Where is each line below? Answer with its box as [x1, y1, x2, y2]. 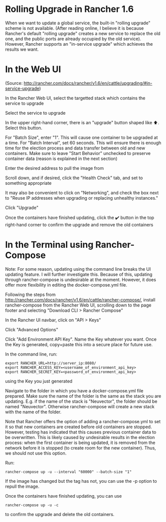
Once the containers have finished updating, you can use [5, 493, 122, 499]
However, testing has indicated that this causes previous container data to [5, 429, 157, 435]
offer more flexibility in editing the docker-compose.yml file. [5, 282, 127, 288]
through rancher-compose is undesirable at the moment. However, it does [5, 277, 156, 283]
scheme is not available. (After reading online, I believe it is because [5, 25, 144, 31]
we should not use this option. [5, 450, 67, 456]
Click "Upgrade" [5, 205, 39, 211]
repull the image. [5, 483, 40, 489]
